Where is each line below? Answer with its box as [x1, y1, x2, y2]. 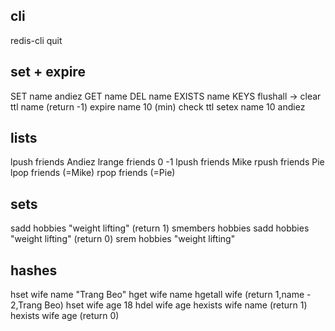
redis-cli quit [10, 34, 63, 46]
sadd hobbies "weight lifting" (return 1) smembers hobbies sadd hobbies [10, 222, 310, 234]
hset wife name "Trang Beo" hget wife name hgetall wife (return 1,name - [10, 289, 312, 301]
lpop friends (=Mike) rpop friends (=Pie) [10, 167, 176, 179]
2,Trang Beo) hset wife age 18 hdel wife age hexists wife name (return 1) [10, 299, 308, 311]
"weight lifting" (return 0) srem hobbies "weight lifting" [10, 233, 236, 245]
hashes [10, 262, 58, 279]
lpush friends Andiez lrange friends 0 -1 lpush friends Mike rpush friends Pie [10, 156, 325, 168]
